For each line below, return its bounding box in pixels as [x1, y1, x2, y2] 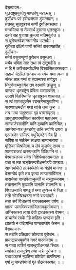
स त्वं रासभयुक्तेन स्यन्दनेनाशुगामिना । [5, 99, 63, 104]
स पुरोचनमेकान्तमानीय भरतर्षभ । [5, 38, 55, 44]
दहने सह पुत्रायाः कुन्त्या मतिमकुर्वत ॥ [5, 32, 60, 38]
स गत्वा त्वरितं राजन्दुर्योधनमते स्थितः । [5, 242, 63, 248]
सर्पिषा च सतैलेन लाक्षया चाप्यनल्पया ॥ [5, 138, 62, 143]
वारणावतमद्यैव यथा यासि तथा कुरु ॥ [5, 104, 60, 110]
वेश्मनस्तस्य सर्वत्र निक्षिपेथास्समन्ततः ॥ [5, 154, 63, 160]
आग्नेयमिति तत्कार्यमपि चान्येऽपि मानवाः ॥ [5, 165, 67, 171]
